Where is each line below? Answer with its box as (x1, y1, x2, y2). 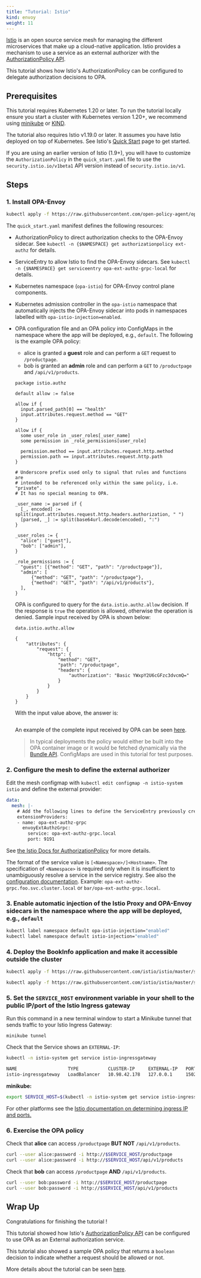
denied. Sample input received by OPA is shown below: (14, 613, 151, 620)
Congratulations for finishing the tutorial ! (6, 1217, 108, 1225)
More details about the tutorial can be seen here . (6, 1265, 127, 1273)
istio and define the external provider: (6, 786, 102, 793)
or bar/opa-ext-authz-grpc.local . (77, 884, 161, 892)
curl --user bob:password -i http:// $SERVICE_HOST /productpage (6, 1180, 167, 1186)
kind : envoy (6, 14, 36, 20)
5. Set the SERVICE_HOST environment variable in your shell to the (6, 994, 194, 1002)
